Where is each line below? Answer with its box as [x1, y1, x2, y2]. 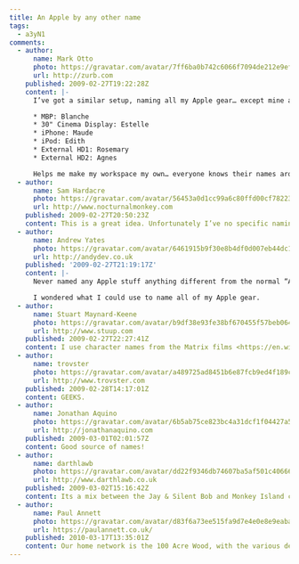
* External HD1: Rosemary [32, 145, 129, 154]
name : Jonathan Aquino [32, 409, 117, 419]
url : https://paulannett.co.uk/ [32, 525, 153, 535]
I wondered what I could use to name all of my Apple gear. [32, 293, 261, 302]
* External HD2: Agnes [32, 153, 117, 162]
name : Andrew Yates [32, 235, 105, 245]
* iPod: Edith [32, 137, 86, 146]
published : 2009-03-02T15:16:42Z [25, 484, 149, 493]
